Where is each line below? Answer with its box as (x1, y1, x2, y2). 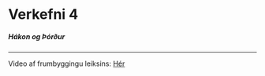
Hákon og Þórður (8, 31, 65, 41)
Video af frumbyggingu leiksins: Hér (8, 59, 125, 68)
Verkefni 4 (8, 5, 79, 24)
